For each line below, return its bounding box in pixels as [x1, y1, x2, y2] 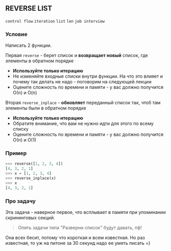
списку [12, 126, 29, 132]
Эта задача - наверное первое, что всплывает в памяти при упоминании [5, 209, 166, 215]
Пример [5, 150, 27, 157]
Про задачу [5, 198, 36, 205]
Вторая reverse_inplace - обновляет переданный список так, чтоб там [5, 100, 161, 106]
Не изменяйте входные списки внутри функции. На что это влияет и [12, 73, 163, 79]
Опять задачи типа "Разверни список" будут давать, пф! [17, 224, 142, 230]
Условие [5, 30, 28, 38]
